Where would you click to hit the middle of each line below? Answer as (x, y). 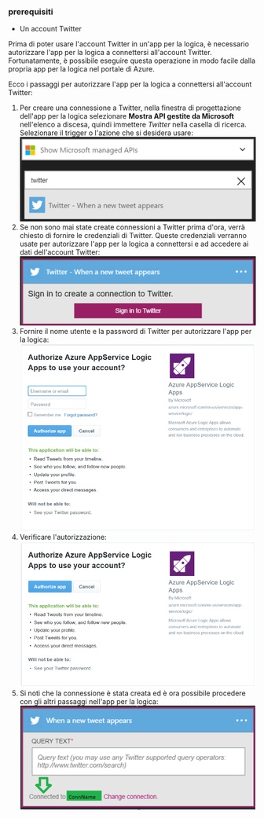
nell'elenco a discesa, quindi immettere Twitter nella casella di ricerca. (133, 125)
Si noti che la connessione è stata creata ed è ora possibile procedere (132, 693)
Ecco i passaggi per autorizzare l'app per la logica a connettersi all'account (130, 84)
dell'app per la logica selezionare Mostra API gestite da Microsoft (126, 116)
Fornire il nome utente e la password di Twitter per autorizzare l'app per (136, 332)
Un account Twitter (51, 29)
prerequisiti (31, 12)
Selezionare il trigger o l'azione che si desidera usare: (106, 133)
